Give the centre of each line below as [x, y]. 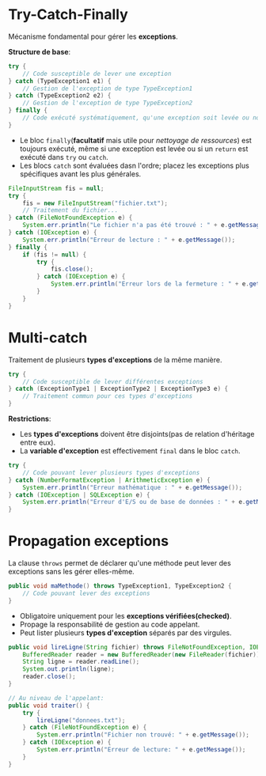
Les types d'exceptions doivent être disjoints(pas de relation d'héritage [137, 434]
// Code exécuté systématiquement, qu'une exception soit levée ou [136, 118]
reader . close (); [49, 677]
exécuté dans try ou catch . [64, 157]
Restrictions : [30, 418]
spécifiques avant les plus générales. [80, 174]
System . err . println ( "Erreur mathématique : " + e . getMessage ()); [133, 487]
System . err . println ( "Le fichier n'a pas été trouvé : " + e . [125, 225]
